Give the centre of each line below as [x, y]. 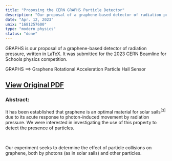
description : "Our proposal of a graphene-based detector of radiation [83, 15]
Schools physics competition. [36, 59]
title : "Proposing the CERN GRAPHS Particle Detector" [65, 10]
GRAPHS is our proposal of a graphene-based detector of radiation [76, 48]
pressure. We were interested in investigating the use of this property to [81, 123]
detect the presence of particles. [40, 128]
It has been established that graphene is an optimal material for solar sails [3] [85, 111]
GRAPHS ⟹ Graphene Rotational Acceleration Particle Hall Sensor [76, 69]
